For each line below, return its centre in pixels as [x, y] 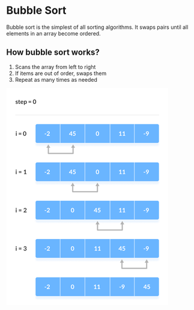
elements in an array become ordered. [53, 33]
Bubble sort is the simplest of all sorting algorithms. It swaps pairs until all [97, 27]
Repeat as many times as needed [56, 79]
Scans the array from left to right [55, 67]
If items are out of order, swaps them [61, 73]
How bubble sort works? [53, 53]
